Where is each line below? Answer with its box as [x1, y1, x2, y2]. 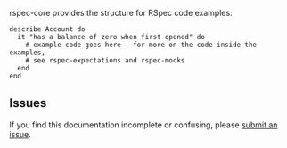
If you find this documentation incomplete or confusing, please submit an [9, 119, 278, 130]
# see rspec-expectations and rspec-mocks [25, 56, 185, 65]
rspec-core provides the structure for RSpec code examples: [9, 8, 234, 18]
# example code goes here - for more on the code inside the [25, 40, 257, 49]
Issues [9, 95, 47, 111]
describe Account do [9, 25, 86, 34]
